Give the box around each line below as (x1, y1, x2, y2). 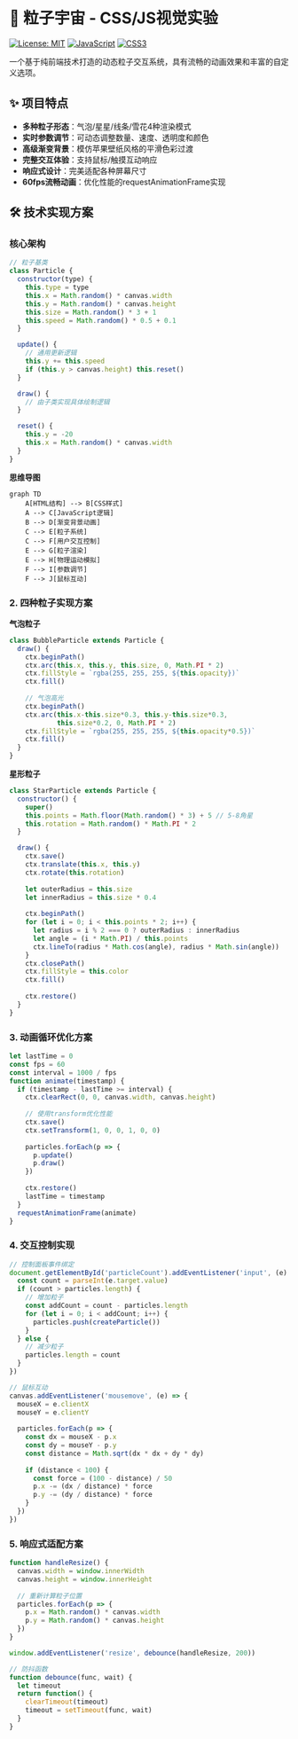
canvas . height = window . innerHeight (17, 1575, 153, 1584)
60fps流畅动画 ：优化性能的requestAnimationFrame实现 (21, 176, 226, 187)
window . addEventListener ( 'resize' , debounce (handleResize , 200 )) (9, 1649, 255, 1657)
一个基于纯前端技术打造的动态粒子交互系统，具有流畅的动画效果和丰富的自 (9, 56, 281, 67)
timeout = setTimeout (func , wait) (25, 1706, 153, 1715)
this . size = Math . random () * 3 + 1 (25, 308, 157, 317)
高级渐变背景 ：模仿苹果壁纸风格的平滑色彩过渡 (21, 143, 193, 153)
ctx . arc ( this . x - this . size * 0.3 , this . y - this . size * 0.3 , (25, 710, 228, 719)
